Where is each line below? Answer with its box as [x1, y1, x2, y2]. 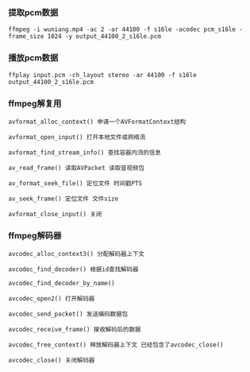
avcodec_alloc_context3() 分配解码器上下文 [8, 250, 145, 258]
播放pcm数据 [8, 52, 59, 64]
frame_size [8, 33, 44, 41]
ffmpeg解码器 [8, 230, 62, 241]
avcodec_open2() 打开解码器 [8, 295, 95, 303]
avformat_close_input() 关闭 [8, 210, 102, 218]
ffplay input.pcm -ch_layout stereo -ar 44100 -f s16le [8, 71, 197, 79]
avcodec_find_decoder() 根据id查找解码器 [8, 265, 139, 273]
